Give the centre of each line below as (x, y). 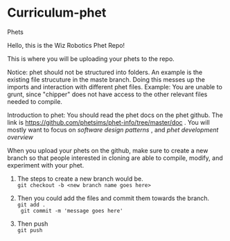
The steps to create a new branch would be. (80, 179)
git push (30, 230)
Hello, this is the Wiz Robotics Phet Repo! (66, 45)
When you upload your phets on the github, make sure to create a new (108, 150)
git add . (32, 205)
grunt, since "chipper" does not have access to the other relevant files (107, 94)
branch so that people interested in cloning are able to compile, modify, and (115, 158)
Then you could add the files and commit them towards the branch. (113, 198)
